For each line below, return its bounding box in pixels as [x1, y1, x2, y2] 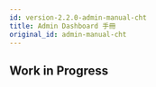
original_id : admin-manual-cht [9, 30, 127, 39]
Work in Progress [9, 63, 109, 78]
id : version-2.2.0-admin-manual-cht [9, 13, 147, 22]
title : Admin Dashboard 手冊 [9, 22, 116, 30]
